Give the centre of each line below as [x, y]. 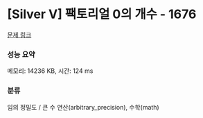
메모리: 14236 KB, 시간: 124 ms [50, 71]
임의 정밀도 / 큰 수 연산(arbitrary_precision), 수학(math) [83, 107]
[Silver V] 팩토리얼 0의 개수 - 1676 [102, 14]
